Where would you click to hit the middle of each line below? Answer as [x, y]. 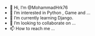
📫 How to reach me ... [32, 28]
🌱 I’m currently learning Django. [41, 18]
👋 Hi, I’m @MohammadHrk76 [39, 8]
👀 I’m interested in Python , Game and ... [50, 13]
